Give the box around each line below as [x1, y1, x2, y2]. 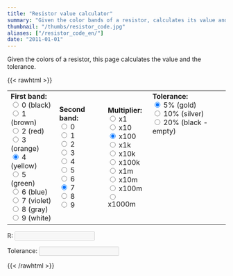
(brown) [10, 117, 37, 127]
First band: [10, 92, 47, 102]
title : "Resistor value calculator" [7, 10, 113, 17]
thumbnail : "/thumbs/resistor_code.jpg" [7, 23, 126, 30]
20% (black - [163, 117, 208, 127]
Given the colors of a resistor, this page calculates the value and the [7, 55, 202, 63]
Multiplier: [107, 106, 142, 115]
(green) [10, 179, 36, 188]
